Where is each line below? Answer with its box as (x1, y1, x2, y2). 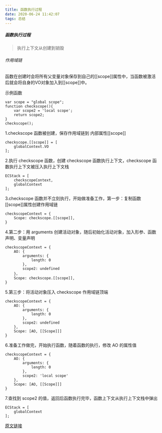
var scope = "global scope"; (5, 100, 64, 104)
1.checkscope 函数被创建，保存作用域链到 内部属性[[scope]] (5, 130, 126, 136)
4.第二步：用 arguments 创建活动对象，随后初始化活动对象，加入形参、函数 (5, 229, 157, 235)
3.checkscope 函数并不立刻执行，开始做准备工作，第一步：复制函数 (5, 195, 141, 201)
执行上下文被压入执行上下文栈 (9, 164, 69, 169)
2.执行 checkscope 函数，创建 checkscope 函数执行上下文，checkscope (5, 157, 152, 164)
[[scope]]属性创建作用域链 (5, 201, 58, 207)
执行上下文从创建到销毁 (17, 45, 64, 51)
